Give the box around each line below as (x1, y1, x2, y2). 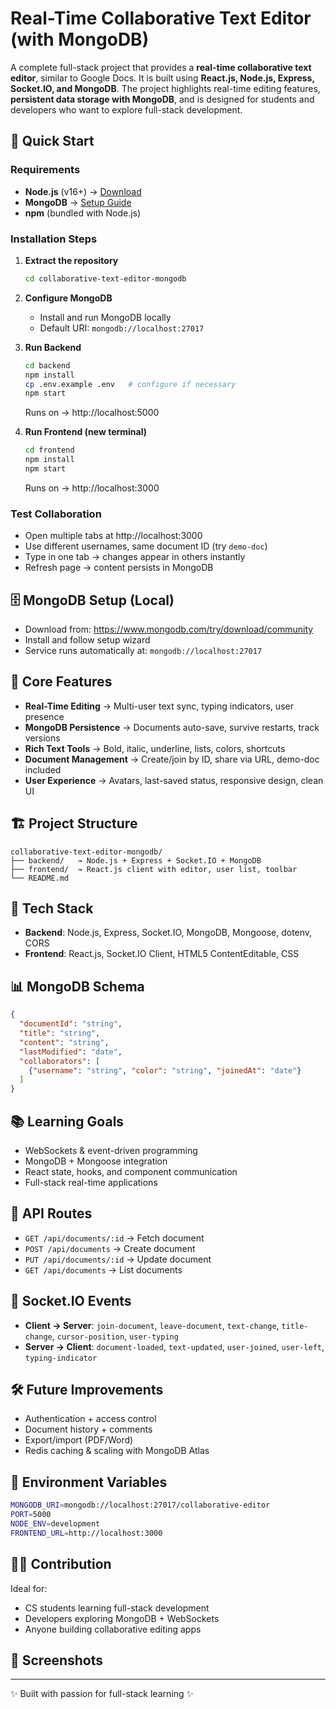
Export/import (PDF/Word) (24, 1434, 134, 1446)
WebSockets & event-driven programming (24, 1144, 198, 1156)
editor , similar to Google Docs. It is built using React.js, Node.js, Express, (10, 72, 315, 84)
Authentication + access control (24, 1413, 157, 1425)
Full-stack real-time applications (24, 1176, 158, 1188)
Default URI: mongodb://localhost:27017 (39, 322, 205, 334)
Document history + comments (24, 1423, 153, 1436)
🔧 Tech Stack (10, 900, 94, 917)
